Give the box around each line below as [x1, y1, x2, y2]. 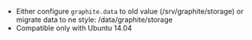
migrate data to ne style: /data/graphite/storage [15, 15, 174, 24]
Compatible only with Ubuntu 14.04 [15, 24, 133, 32]
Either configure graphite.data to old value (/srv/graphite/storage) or [15, 7, 244, 16]
